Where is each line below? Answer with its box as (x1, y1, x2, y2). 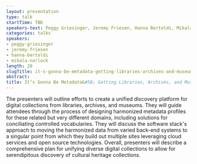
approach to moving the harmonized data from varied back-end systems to (6, 127, 188, 134)
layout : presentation (6, 8, 59, 15)
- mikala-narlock (6, 57, 49, 63)
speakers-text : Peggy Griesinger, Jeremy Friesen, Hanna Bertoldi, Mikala (6, 25, 193, 31)
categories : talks (6, 30, 51, 36)
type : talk (6, 14, 33, 20)
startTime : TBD (6, 19, 43, 25)
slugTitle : (6, 69, 33, 74)
